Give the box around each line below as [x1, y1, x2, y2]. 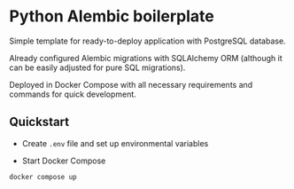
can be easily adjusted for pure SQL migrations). [9, 62, 186, 73]
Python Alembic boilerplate [9, 6, 214, 27]
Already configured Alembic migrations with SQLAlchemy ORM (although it [9, 52, 282, 63]
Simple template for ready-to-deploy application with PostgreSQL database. [9, 35, 286, 46]
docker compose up [9, 172, 77, 181]
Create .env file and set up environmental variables [21, 138, 209, 148]
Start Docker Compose [21, 155, 106, 166]
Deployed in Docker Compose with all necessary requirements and [9, 79, 253, 90]
